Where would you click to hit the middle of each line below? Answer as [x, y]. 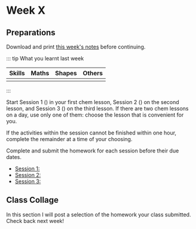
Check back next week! [35, 221]
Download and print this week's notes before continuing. [76, 47]
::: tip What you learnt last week [45, 58]
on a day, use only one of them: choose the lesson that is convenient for [95, 115]
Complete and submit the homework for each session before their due [93, 151]
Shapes [66, 73]
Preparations [31, 33]
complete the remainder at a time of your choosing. [69, 139]
